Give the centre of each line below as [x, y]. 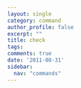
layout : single [30, 14]
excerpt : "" [25, 34]
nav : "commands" [37, 73]
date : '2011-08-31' [36, 60]
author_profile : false [40, 27]
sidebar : [20, 67]
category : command [34, 21]
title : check [26, 40]
